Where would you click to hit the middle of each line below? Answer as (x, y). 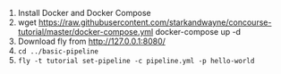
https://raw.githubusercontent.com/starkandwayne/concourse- (155, 22)
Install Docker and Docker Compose (84, 13)
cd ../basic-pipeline (58, 52)
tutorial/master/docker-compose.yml (85, 32)
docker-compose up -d (198, 32)
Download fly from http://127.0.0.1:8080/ (91, 41)
